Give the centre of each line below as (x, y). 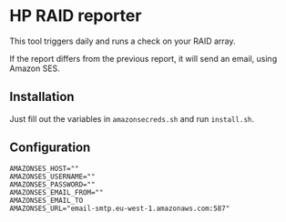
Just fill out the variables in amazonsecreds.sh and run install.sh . (132, 118)
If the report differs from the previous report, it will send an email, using (143, 58)
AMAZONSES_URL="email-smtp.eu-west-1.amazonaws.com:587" (120, 208)
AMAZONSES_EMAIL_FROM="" (56, 192)
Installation (42, 97)
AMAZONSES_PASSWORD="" (52, 184)
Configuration (50, 148)
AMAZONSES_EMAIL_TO (46, 200)
